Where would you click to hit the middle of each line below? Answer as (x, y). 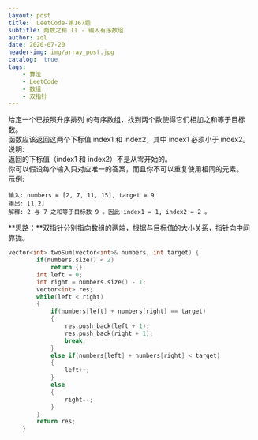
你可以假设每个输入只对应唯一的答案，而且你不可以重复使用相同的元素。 (125, 169)
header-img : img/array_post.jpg (61, 52)
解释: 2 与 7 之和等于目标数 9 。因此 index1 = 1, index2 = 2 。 (109, 212)
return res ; (56, 422)
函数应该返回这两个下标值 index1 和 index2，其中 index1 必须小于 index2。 (129, 140)
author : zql (28, 38)
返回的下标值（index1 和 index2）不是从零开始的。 (90, 160)
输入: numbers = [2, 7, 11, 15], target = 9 (81, 196)
